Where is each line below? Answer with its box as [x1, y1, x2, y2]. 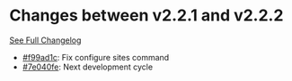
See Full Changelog [9, 35, 82, 45]
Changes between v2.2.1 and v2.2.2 [9, 5, 284, 26]
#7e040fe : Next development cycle [22, 61, 154, 72]
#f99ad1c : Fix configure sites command [22, 52, 170, 62]
